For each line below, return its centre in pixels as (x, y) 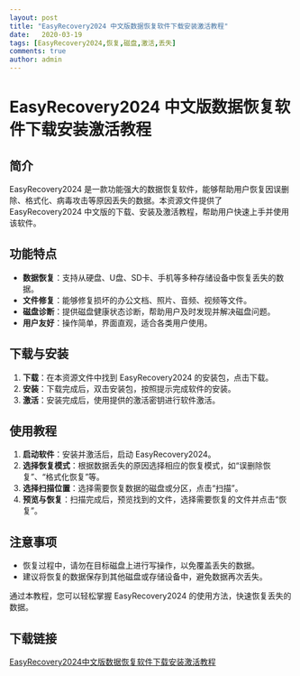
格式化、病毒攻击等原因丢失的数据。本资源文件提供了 (123, 200)
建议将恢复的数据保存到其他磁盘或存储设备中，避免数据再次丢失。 (145, 577)
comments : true (38, 51)
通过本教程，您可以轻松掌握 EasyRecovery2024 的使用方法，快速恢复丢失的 (150, 596)
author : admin (36, 60)
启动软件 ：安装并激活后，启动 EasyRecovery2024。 (119, 454)
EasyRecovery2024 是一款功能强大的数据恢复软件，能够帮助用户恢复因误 (145, 189)
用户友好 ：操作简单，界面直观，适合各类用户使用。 (117, 322)
